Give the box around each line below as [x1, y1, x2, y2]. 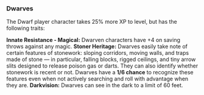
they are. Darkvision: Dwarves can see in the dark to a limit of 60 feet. [6, 82, 183, 89]
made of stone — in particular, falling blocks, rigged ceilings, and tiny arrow [6, 56, 196, 63]
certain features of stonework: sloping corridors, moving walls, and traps [6, 49, 189, 57]
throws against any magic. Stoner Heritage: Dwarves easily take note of [6, 43, 188, 50]
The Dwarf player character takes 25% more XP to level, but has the [6, 18, 178, 26]
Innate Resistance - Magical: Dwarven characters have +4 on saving [6, 37, 181, 44]
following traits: [6, 24, 45, 32]
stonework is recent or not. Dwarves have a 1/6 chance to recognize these [6, 69, 194, 76]
